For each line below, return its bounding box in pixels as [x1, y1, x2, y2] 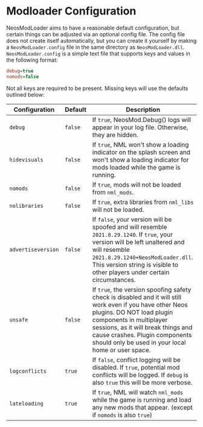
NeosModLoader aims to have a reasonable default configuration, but [6, 24, 179, 31]
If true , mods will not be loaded [92, 180, 181, 188]
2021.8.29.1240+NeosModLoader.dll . [92, 252, 193, 261]
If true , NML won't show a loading [92, 140, 189, 149]
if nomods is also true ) [92, 411, 153, 419]
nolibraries [9, 202, 44, 209]
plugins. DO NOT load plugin [92, 308, 173, 316]
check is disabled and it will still [92, 293, 181, 301]
